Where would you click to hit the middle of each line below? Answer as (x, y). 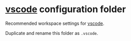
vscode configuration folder (65, 9)
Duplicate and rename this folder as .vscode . (52, 33)
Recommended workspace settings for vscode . (55, 23)
